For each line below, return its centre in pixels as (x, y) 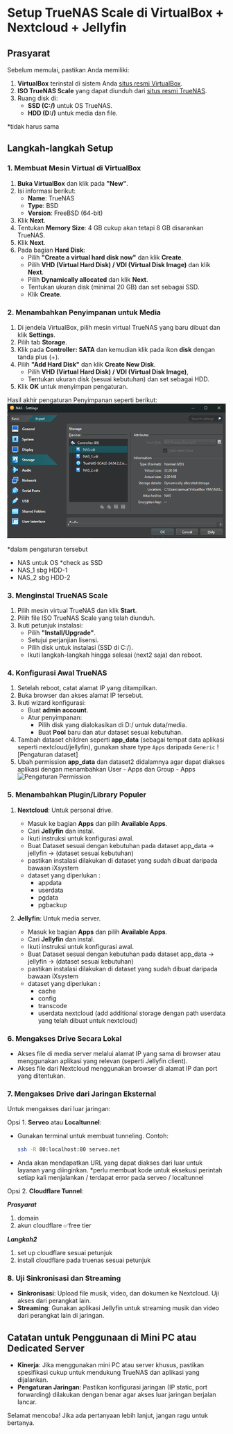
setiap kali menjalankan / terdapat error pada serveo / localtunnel (111, 1178)
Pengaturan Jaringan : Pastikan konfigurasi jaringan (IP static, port (112, 1387)
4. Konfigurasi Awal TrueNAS (57, 673)
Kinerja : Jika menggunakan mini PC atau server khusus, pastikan (111, 1365)
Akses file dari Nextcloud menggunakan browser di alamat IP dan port (117, 1068)
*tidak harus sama (33, 126)
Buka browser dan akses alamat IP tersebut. (80, 695)
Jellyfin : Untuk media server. (59, 918)
